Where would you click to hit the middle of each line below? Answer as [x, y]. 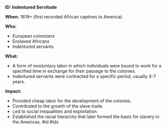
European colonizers [33, 36]
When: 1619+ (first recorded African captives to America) [64, 17]
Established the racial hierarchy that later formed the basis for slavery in [86, 117]
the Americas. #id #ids [35, 122]
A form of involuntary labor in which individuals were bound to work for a [87, 66]
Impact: [13, 91]
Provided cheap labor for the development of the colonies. [72, 101]
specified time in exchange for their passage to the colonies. [74, 71]
